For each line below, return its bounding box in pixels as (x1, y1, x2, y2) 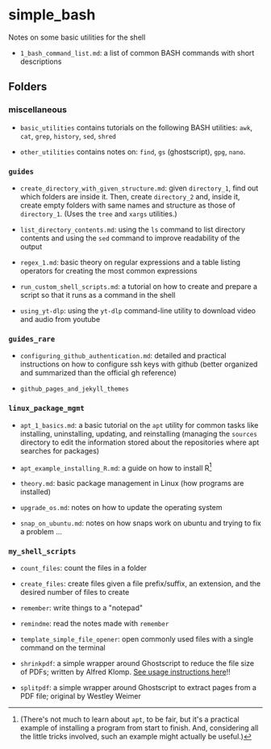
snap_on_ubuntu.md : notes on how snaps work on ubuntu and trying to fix (19, 518, 262, 528)
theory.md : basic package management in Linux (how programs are (19, 479, 244, 488)
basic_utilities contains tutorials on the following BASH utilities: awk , (19, 123, 252, 132)
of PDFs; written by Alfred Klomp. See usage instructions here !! (19, 667, 231, 677)
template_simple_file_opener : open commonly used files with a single (19, 634, 254, 644)
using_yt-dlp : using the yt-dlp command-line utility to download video (19, 305, 256, 316)
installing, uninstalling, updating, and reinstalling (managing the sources (19, 429, 258, 438)
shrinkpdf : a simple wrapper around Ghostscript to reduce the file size (19, 659, 255, 668)
